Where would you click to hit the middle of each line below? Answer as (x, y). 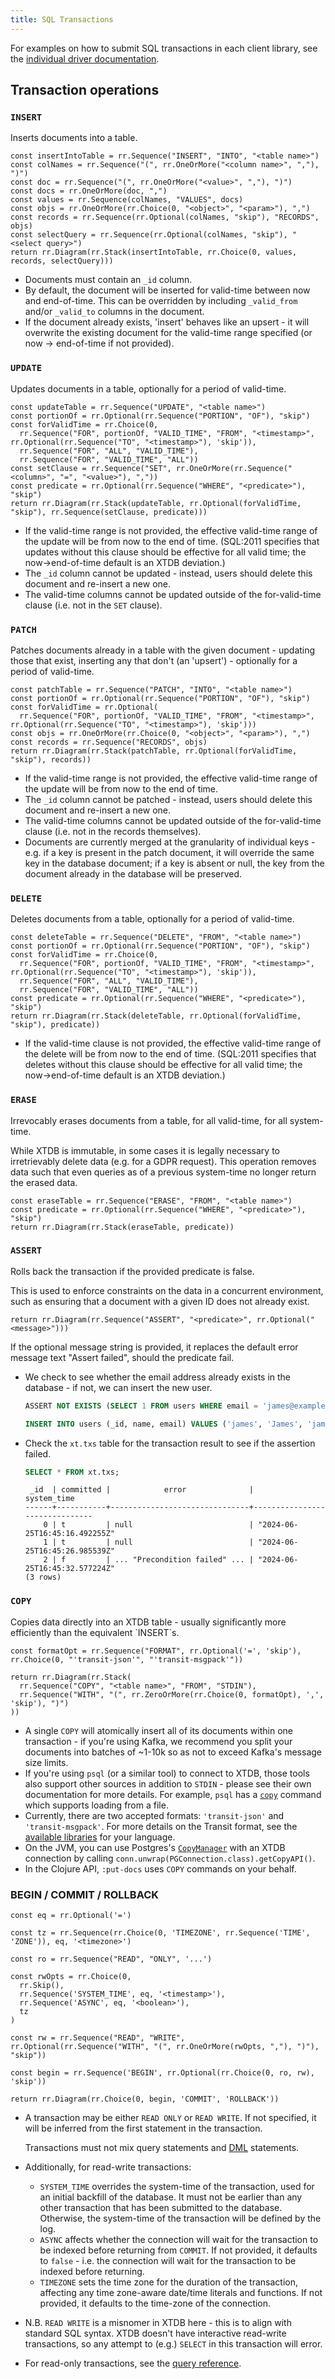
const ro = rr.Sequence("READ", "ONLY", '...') (111, 1959)
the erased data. (44, 1182)
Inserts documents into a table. (74, 138)
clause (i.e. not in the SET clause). (93, 605)
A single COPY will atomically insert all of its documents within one (159, 1730)
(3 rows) (43, 1577)
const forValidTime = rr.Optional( (84, 707)
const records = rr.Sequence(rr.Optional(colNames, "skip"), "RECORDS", (165, 217)
